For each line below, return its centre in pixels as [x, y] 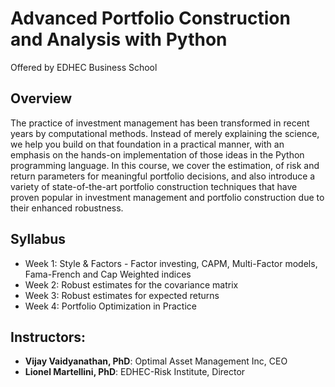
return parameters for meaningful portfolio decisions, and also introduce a [163, 176]
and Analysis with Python [119, 39]
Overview [41, 98]
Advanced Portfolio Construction [150, 18]
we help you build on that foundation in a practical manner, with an [147, 144]
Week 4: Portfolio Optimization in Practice [110, 306]
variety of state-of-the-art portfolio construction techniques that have [154, 186]
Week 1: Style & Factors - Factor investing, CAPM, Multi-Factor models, [171, 263]
